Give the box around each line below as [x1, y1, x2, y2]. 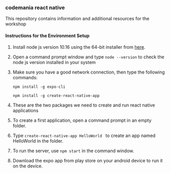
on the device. [12, 163, 43, 169]
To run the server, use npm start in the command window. [12, 148, 134, 154]
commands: [12, 74, 38, 80]
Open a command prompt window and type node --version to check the [12, 54, 164, 60]
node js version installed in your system [12, 59, 96, 65]
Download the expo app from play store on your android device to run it [12, 157, 163, 163]
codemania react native [5, 4, 65, 11]
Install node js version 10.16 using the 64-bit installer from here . [12, 44, 146, 50]
